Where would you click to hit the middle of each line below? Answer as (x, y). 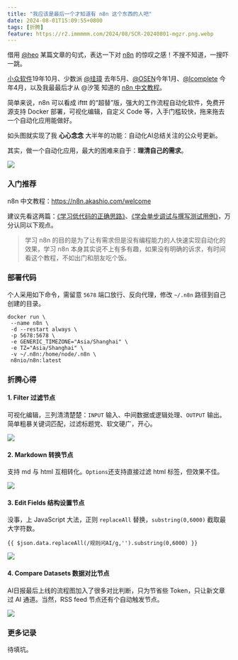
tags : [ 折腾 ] (25, 27)
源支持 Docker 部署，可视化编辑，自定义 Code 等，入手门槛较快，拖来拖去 (116, 111)
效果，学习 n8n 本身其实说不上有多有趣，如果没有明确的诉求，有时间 (125, 248)
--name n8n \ (30, 323)
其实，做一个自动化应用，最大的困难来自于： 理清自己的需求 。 (97, 150)
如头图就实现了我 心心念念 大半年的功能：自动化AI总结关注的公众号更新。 (114, 136)
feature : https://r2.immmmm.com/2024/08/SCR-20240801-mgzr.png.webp (110, 34)
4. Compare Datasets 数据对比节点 (58, 573)
